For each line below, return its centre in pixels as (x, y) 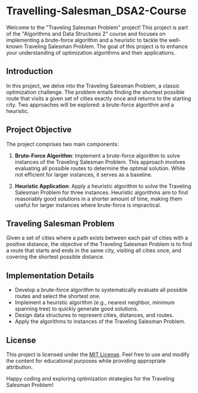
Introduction (30, 72)
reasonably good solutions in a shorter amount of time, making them (98, 199)
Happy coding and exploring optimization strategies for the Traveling (90, 378)
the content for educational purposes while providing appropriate (86, 361)
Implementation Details (50, 276)
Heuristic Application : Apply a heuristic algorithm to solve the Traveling (103, 186)
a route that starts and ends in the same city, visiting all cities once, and (94, 250)
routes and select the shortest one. (58, 296)
